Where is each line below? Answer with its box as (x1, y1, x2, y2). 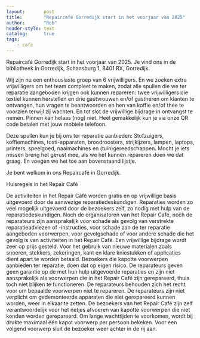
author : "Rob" (6, 20, 58, 26)
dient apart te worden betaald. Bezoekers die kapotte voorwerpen (6, 255, 168, 262)
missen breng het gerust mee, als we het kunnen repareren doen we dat (6, 151, 184, 158)
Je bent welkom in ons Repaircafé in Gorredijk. (6, 169, 121, 176)
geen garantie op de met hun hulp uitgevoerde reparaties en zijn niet (6, 268, 175, 275)
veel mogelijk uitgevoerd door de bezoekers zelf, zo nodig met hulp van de (6, 204, 190, 212)
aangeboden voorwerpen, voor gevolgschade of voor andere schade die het (6, 230, 194, 237)
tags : (6, 36, 20, 42)
